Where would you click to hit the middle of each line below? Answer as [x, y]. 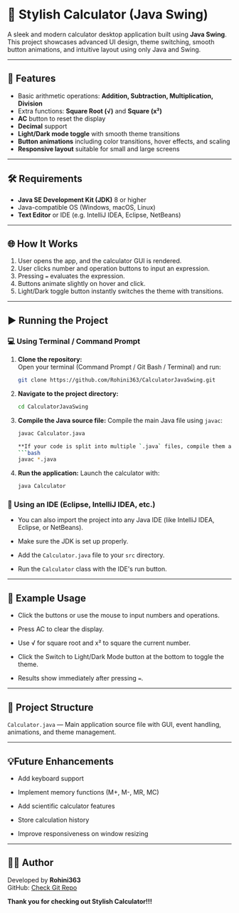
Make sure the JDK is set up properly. [73, 541]
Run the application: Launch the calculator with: [89, 473]
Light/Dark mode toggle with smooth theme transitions [99, 133]
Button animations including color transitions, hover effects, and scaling [124, 141]
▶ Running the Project [58, 320]
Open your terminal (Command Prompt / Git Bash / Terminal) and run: [119, 367]
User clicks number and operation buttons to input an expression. [113, 269]
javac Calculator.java [51, 433]
